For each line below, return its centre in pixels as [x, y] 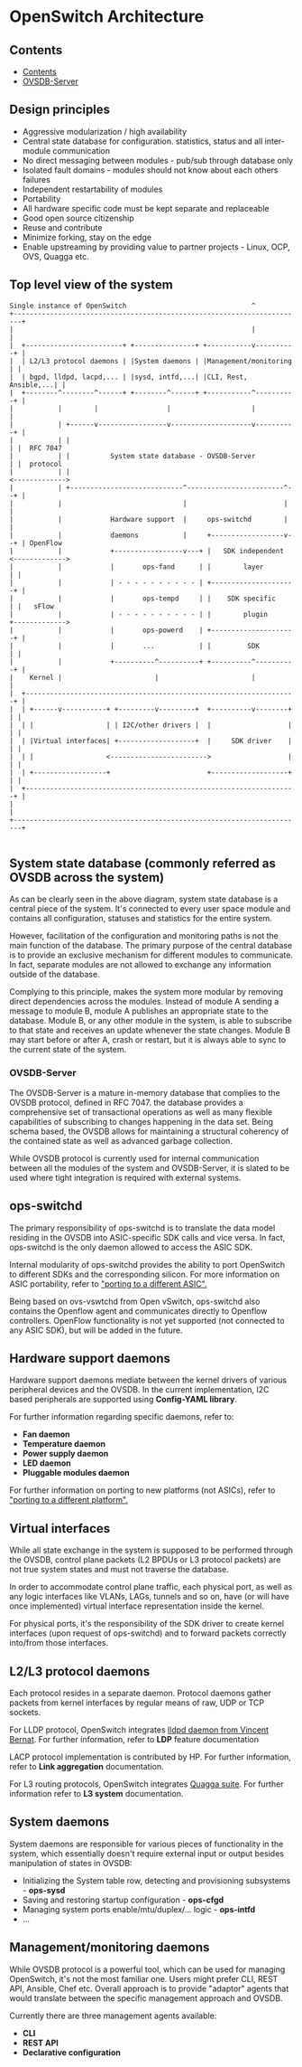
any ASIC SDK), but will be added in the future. [96, 1330]
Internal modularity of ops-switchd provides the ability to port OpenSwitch [147, 1264]
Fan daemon [46, 1434]
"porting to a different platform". [69, 1500]
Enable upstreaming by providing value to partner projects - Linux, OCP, [156, 247]
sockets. [25, 1712]
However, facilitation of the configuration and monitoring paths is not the [144, 936]
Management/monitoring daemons [110, 1947]
